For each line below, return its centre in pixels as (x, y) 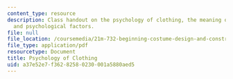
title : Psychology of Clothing (52, 58)
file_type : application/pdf (48, 45)
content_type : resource (42, 13)
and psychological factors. (54, 26)
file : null (23, 33)
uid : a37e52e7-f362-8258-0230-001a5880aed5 (71, 65)
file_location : (29, 39)
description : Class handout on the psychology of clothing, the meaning (114, 20)
